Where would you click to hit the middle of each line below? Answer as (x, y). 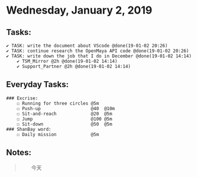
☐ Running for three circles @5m (58, 103)
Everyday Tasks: (38, 84)
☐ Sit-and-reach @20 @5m (64, 114)
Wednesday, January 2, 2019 (79, 10)
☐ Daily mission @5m (58, 134)
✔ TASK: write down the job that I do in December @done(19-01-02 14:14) (99, 56)
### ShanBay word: (29, 129)
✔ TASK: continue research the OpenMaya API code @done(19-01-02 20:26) (98, 51)
